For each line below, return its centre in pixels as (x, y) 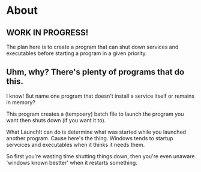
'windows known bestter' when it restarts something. (72, 162)
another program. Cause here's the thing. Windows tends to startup (90, 138)
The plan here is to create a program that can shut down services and (92, 47)
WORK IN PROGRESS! (47, 33)
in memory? (21, 102)
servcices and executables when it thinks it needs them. (76, 144)
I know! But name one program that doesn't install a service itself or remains (100, 96)
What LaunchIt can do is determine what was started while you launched (96, 132)
